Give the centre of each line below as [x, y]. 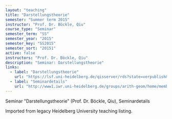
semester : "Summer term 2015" [38, 19]
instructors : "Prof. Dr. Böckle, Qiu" [47, 58]
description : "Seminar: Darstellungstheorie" [55, 63]
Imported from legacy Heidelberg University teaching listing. [69, 111]
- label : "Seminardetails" [39, 82]
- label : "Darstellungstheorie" [45, 72]
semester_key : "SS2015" [31, 44]
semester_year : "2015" [29, 39]
